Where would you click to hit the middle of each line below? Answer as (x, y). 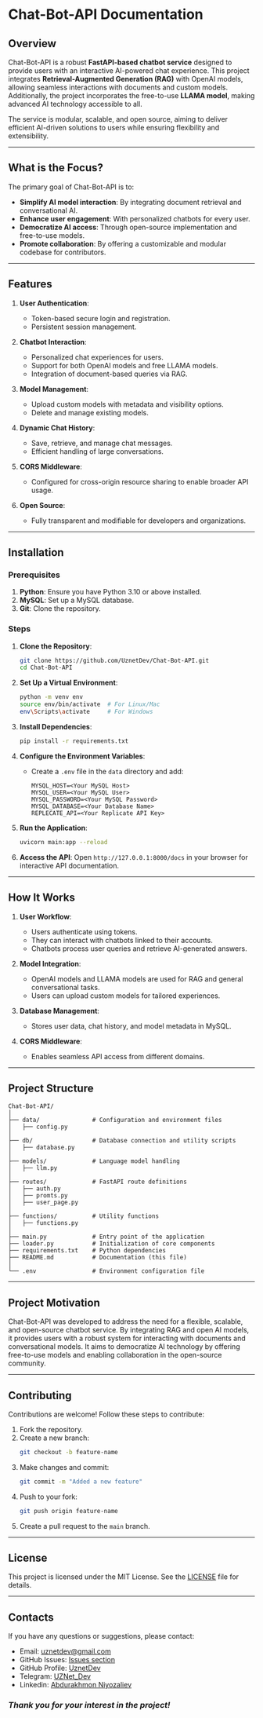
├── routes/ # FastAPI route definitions (98, 1182)
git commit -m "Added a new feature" (81, 1482)
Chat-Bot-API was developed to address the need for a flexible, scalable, (126, 1321)
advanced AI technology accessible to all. (75, 104)
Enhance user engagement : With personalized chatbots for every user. (135, 218)
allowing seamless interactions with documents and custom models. (118, 87)
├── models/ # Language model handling (94, 1161)
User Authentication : (54, 303)
